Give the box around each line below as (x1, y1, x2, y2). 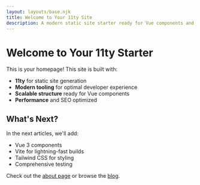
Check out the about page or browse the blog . (6, 172, 120, 180)
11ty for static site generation (14, 77, 87, 85)
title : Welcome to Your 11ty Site (6, 14, 93, 20)
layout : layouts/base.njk (6, 8, 71, 15)
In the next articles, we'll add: (6, 130, 79, 137)
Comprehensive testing (14, 160, 73, 168)
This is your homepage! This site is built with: (6, 65, 118, 73)
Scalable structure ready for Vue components (14, 90, 130, 97)
